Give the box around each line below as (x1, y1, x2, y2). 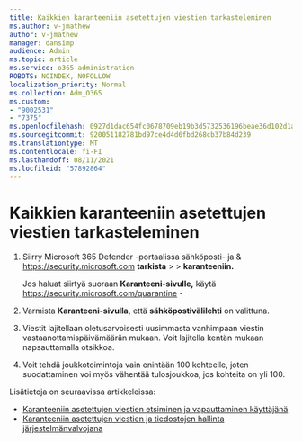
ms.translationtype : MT (9, 139, 99, 148)
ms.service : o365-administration (9, 64, 135, 73)
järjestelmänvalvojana (22, 423, 103, 434)
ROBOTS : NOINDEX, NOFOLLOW (9, 72, 111, 81)
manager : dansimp (9, 38, 75, 48)
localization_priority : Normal (9, 80, 127, 89)
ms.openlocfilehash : (9, 122, 87, 131)
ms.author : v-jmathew (9, 22, 91, 31)
